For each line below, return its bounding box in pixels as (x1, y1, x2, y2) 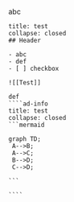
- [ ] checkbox (8, 64, 60, 72)
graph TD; (8, 135, 42, 143)
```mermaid (8, 121, 45, 129)
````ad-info (8, 100, 48, 108)
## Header (8, 36, 42, 44)
